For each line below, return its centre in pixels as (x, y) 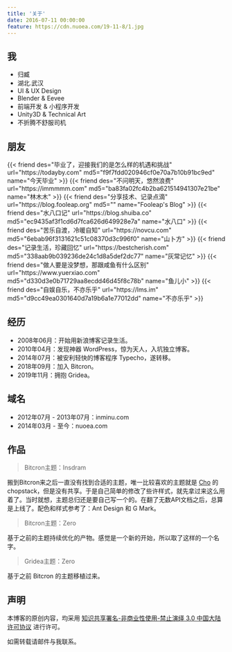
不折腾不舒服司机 (42, 123)
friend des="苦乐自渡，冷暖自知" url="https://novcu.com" (89, 230)
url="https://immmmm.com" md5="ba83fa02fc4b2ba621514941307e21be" (114, 189)
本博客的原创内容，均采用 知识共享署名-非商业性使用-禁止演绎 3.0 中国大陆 (114, 618)
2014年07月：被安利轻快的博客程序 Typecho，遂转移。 (96, 358)
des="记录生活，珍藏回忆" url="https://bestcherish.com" (88, 248)
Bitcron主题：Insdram (55, 468)
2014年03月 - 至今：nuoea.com (62, 426)
